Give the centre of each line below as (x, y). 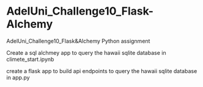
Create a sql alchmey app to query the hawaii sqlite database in (86, 52)
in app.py (18, 77)
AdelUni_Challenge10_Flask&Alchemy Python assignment (78, 41)
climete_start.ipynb (30, 59)
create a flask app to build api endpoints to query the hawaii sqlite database (102, 71)
